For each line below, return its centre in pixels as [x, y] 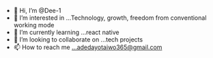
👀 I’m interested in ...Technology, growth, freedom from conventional [110, 18]
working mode [34, 25]
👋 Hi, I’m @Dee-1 [37, 11]
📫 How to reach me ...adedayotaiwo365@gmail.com [88, 47]
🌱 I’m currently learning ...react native [66, 32]
